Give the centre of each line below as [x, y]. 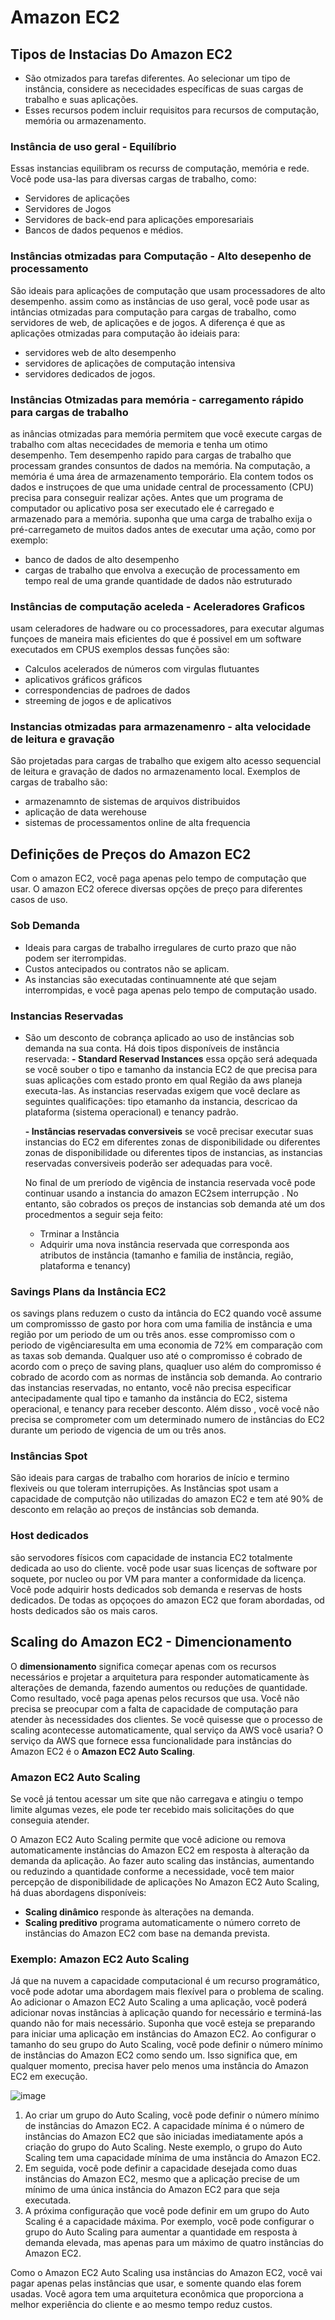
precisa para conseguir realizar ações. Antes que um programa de [147, 497]
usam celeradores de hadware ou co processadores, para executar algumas [167, 628]
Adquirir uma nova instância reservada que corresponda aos [164, 1244]
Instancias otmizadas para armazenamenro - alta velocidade [161, 727]
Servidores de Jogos [68, 209]
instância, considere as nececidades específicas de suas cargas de [164, 89]
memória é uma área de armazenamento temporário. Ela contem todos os [162, 476]
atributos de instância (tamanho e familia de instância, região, [166, 1255]
